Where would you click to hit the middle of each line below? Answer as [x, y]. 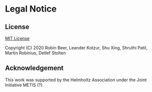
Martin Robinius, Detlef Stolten [36, 53]
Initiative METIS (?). [24, 85]
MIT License [17, 38]
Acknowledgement [34, 68]
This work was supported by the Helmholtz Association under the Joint [76, 80]
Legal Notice [31, 9]
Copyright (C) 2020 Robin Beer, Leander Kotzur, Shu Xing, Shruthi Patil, [76, 48]
